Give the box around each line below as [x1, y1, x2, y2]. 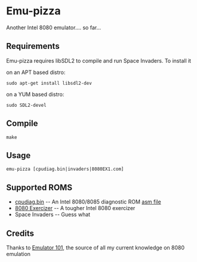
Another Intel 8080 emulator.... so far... [6, 24, 101, 31]
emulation [6, 251, 31, 257]
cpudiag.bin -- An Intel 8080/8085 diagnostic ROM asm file [14, 198, 161, 205]
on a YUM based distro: [6, 91, 64, 98]
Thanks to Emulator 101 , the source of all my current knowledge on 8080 [6, 244, 185, 251]
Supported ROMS [6, 182, 73, 192]
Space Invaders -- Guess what [14, 211, 91, 218]
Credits [6, 228, 35, 238]
